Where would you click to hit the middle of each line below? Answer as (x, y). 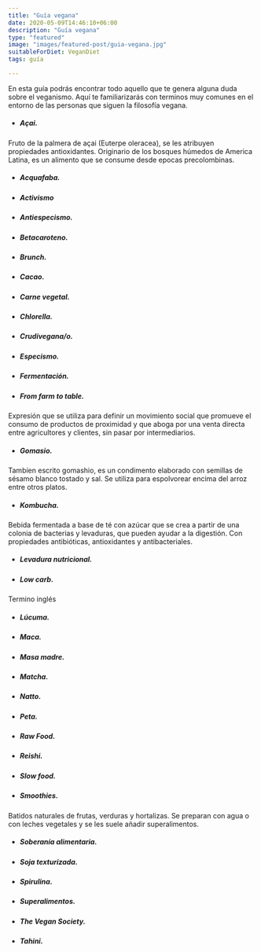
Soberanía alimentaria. (58, 842)
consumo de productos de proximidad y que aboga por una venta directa (127, 424)
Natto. (30, 697)
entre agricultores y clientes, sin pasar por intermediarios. (102, 432)
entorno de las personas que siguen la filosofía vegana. (98, 105)
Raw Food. (37, 737)
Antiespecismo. (46, 218)
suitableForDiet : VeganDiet (54, 52)
